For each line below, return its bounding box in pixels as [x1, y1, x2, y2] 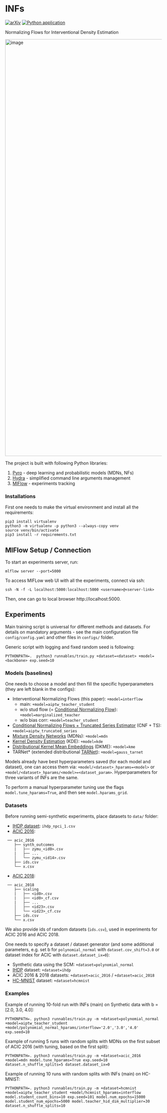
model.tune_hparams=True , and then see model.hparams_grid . [5, 790, 128, 796]
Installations [5, 493, 36, 500]
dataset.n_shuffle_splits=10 [5, 1103, 66, 1108]
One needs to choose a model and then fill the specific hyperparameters [5, 681, 154, 687]
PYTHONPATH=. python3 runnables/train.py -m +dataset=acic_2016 [5, 1053, 141, 1058]
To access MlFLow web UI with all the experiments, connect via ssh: [5, 577, 145, 583]
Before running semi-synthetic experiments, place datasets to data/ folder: [5, 813, 159, 819]
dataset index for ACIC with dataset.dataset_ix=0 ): [5, 952, 110, 958]
